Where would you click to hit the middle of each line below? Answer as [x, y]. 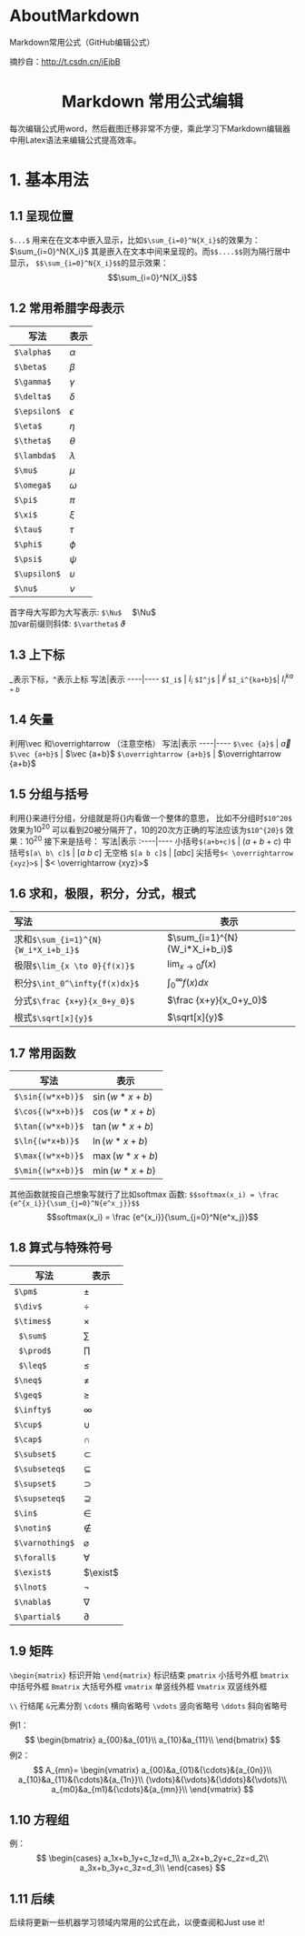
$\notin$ [33, 1528]
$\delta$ [33, 396]
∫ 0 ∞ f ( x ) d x [188, 983]
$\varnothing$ [44, 1543]
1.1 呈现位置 [42, 216]
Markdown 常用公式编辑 [152, 102]
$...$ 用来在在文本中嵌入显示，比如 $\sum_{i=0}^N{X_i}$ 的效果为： [135, 240]
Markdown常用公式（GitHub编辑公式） [82, 42]
